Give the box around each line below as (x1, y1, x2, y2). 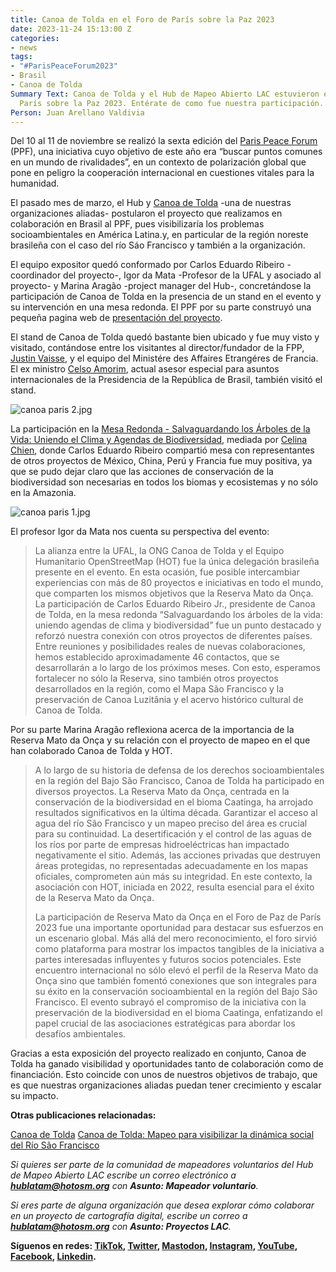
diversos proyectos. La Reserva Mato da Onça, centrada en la (34, 786, 290, 798)
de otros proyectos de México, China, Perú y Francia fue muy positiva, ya (10, 455, 313, 467)
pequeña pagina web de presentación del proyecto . (10, 312, 223, 324)
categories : (10, 33, 60, 43)
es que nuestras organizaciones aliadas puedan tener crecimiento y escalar (10, 1079, 322, 1091)
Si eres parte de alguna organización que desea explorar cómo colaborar (10, 1199, 315, 1211)
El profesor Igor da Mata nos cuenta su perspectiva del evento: (10, 526, 270, 538)
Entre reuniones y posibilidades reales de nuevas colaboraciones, (34, 641, 306, 653)
